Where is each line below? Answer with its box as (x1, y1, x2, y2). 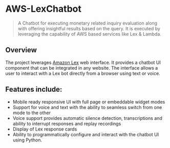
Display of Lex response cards (12, 126, 77, 132)
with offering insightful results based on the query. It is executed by (17, 25, 160, 31)
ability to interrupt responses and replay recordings (12, 120, 121, 126)
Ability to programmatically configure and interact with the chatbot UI (12, 131, 159, 137)
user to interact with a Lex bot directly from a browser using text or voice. (5, 70, 160, 76)
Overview (5, 46, 37, 54)
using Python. (12, 137, 42, 143)
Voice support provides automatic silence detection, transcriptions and (12, 115, 162, 121)
